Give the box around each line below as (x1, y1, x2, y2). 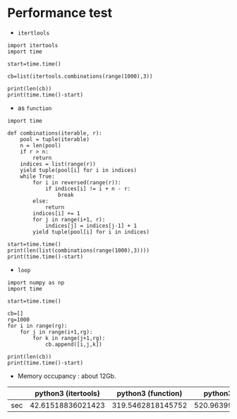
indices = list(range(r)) (20, 160, 97, 167)
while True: (20, 173, 55, 180)
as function (17, 104, 52, 112)
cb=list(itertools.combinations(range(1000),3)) (7, 73, 153, 80)
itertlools (17, 30, 50, 37)
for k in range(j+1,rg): (32, 334, 106, 341)
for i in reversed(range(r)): (32, 178, 121, 186)
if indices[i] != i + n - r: (44, 185, 131, 192)
